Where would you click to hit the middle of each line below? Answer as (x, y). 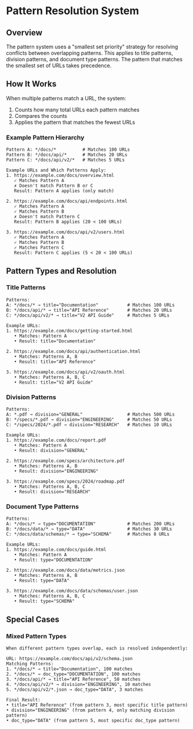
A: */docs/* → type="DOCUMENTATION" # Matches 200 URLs (91, 524)
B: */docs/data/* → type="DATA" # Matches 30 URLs (89, 529)
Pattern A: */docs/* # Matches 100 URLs (68, 150)
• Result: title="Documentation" (55, 341)
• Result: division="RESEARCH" (52, 492)
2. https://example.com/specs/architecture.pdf (66, 461)
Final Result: (24, 700)
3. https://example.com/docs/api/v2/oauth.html (66, 372)
